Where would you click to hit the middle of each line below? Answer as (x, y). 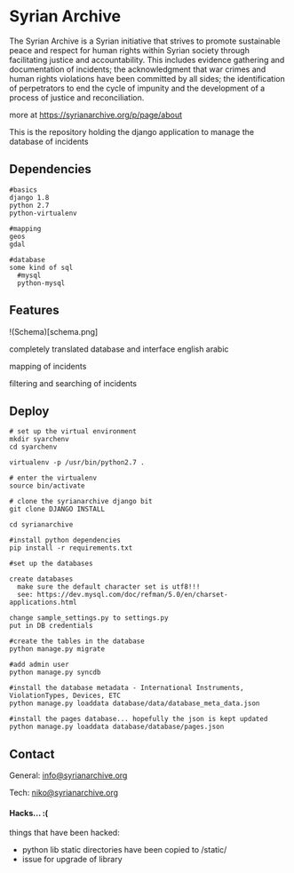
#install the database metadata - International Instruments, (127, 688)
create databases (41, 579)
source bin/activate (48, 486)
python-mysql (41, 283)
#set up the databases (51, 564)
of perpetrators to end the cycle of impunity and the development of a (137, 88)
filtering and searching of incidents (73, 383)
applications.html (43, 603)
